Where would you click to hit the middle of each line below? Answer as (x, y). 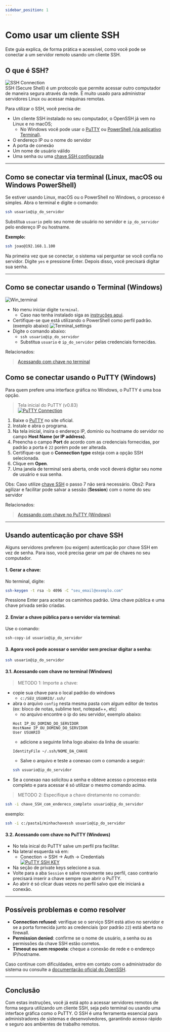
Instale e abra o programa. (40, 426)
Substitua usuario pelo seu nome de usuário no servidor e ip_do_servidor (82, 222)
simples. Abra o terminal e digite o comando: (52, 203)
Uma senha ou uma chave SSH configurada (58, 156)
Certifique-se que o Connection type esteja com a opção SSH (78, 453)
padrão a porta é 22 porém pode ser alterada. (60, 447)
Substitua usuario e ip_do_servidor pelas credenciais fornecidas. (88, 342)
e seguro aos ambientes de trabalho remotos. (53, 1024)
